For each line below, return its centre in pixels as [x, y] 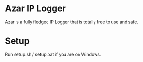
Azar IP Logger [36, 8]
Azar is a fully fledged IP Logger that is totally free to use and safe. [71, 22]
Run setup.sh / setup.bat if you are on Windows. [53, 54]
